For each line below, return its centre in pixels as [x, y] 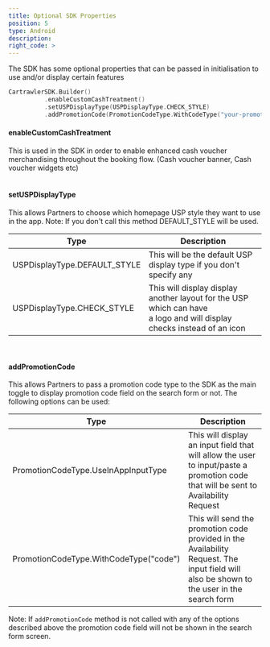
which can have [178, 309]
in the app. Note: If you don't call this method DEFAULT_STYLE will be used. [133, 222]
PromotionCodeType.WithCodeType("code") [96, 559]
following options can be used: [59, 402]
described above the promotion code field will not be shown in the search [130, 628]
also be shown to [220, 579]
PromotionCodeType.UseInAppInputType [90, 471]
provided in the [216, 539]
